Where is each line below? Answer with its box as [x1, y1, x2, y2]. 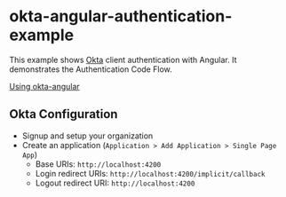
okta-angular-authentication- [9, 6, 233, 27]
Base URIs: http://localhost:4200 [35, 158, 162, 169]
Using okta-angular [9, 81, 80, 91]
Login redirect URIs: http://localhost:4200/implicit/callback [35, 168, 266, 178]
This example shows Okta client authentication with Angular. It [9, 54, 237, 65]
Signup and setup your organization [21, 130, 154, 141]
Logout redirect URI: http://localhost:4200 [35, 177, 195, 188]
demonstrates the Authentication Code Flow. [9, 64, 172, 75]
